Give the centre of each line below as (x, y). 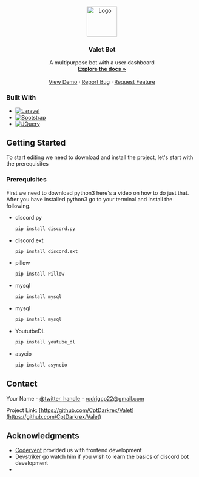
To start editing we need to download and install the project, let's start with (100, 157)
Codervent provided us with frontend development (78, 450)
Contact (22, 384)
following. (19, 206)
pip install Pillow (40, 274)
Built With (21, 98)
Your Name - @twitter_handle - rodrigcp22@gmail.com (75, 398)
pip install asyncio (41, 365)
